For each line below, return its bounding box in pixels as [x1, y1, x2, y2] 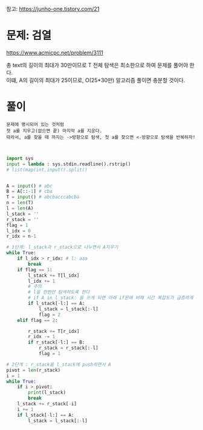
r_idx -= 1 [28, 334, 56, 340]
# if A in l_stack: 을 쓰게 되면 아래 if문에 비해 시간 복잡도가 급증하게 [28, 295, 193, 301]
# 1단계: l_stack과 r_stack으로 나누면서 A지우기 [6, 244, 118, 251]
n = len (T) [6, 200, 34, 206]
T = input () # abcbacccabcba [6, 194, 80, 201]
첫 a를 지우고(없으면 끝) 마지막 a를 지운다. [6, 127, 103, 134]
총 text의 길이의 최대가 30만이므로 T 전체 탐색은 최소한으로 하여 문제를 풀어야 [6, 61, 188, 68]
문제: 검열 [6, 29, 52, 42]
